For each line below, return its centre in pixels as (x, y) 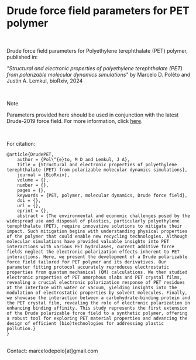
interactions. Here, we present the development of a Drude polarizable (97, 257)
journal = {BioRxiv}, (43, 175)
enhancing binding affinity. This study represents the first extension (97, 308)
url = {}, (29, 205)
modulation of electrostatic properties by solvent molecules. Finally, (97, 293)
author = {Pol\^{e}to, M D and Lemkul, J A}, (74, 159)
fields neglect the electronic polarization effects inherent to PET (93, 252)
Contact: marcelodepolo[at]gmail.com (52, 351)
